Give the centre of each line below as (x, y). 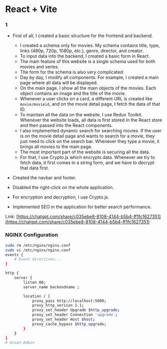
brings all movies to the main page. (56, 147)
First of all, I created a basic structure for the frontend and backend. (82, 36)
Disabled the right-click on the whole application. (63, 188)
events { (14, 255)
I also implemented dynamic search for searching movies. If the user (91, 131)
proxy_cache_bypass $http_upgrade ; (69, 324)
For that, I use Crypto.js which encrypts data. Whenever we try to (88, 157)
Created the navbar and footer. (44, 178)
